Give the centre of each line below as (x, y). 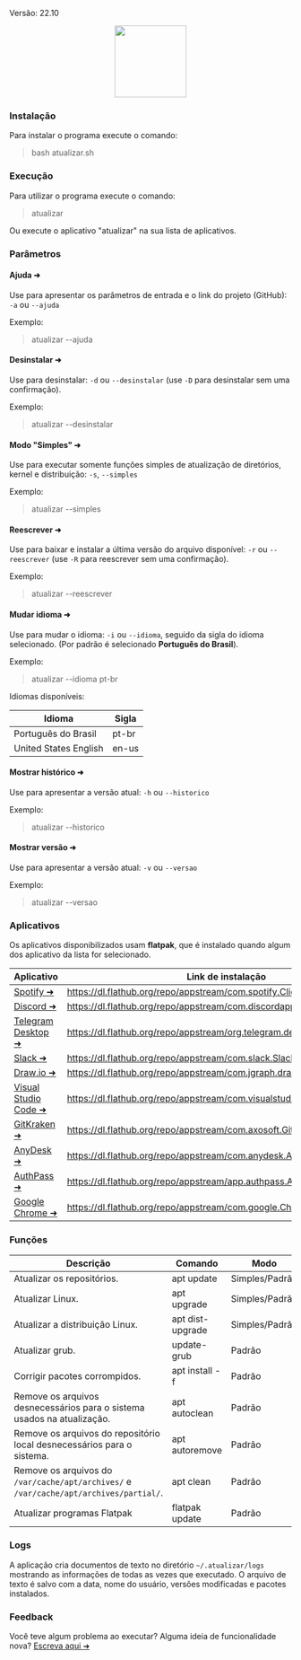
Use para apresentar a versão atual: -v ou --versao (103, 867)
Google (29, 1202)
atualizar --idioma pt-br (74, 679)
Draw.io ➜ (35, 1073)
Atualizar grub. (45, 1350)
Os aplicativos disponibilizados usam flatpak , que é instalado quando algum (150, 945)
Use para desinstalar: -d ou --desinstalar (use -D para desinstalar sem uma (150, 380)
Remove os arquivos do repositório (87, 1433)
